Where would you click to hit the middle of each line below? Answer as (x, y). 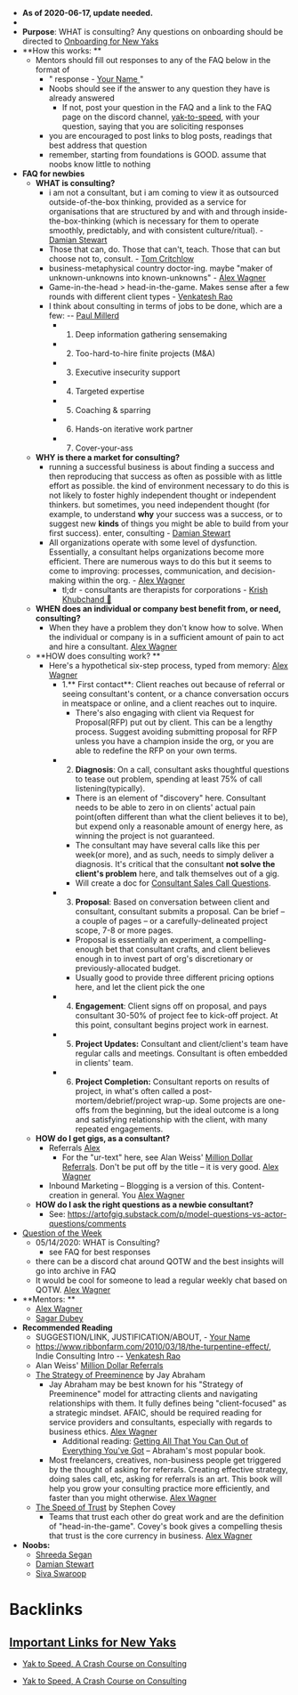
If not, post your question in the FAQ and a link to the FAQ (167, 107)
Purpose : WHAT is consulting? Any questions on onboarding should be (153, 32)
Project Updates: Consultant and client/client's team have (182, 1044)
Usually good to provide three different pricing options (175, 977)
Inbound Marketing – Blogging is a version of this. (140, 1186)
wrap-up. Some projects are (215, 1100)
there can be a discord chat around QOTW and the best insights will (160, 1261)
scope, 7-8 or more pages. (124, 930)
